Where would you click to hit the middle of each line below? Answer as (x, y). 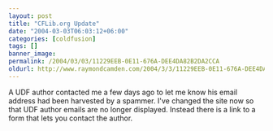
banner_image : (32, 54)
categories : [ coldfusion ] (52, 39)
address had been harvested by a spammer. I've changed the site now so (131, 100)
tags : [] (23, 46)
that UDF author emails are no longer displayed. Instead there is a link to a (132, 109)
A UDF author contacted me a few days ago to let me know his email (123, 92)
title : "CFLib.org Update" (54, 24)
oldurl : (22, 69)
